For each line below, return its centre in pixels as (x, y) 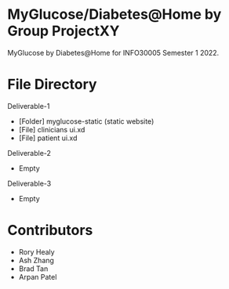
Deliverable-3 (29, 183)
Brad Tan (33, 269)
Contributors (50, 231)
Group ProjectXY (64, 31)
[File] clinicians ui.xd (52, 129)
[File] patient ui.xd (48, 138)
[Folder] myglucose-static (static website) (86, 121)
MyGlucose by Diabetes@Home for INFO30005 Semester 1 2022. (113, 52)
